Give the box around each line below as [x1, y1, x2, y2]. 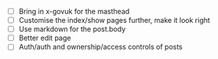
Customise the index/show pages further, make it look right [18, 16, 211, 25]
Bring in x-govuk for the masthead [18, 7, 130, 16]
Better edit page [18, 33, 71, 42]
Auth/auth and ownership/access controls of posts [18, 42, 183, 52]
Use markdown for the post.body [18, 24, 126, 34]
